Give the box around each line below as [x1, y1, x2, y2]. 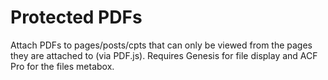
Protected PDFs [10, 6, 143, 29]
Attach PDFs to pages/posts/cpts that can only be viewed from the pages [10, 39, 313, 51]
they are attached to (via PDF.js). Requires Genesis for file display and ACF [10, 49, 318, 61]
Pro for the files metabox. [10, 60, 115, 72]
